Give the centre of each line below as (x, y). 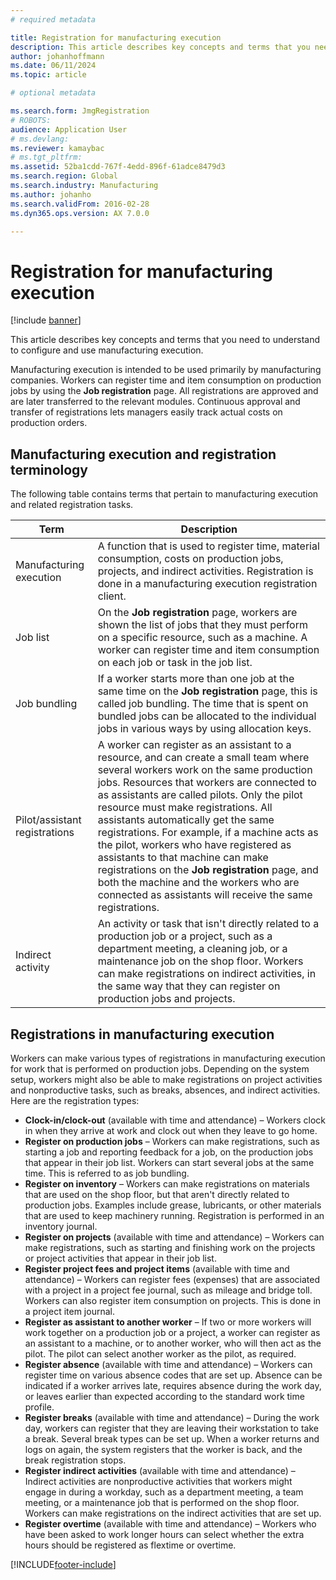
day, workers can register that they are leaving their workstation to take (171, 1428)
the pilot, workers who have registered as (194, 845)
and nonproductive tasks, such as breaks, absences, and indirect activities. (165, 1090)
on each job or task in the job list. (175, 663)
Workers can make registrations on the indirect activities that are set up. (173, 1513)
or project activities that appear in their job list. (120, 1258)
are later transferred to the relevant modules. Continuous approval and (155, 402)
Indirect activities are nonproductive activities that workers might (158, 1481)
